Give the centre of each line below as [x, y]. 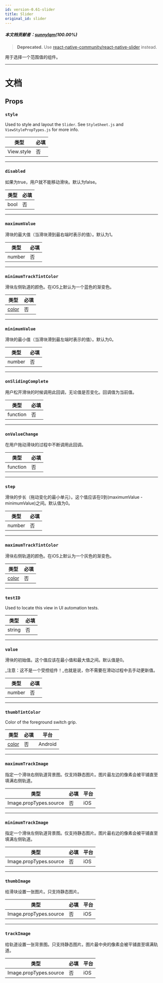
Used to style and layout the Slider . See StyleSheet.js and [64, 125]
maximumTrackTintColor [32, 545]
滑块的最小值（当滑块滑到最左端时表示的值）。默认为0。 [61, 340]
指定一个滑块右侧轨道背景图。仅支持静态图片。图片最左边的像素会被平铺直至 [81, 774]
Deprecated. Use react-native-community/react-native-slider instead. [87, 47]
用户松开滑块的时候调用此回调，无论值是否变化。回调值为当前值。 [71, 392]
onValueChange [22, 434]
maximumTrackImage [27, 764]
